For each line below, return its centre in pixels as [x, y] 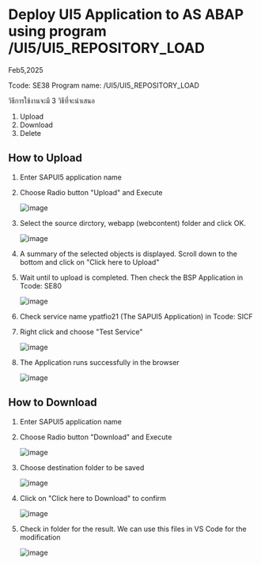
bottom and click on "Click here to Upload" [89, 262]
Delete [30, 133]
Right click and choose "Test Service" [81, 331]
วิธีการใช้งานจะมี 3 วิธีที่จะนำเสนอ [51, 100]
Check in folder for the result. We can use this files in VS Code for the [133, 529]
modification [40, 537]
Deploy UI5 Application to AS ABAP [126, 15]
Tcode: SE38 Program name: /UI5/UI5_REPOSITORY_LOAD [104, 85]
